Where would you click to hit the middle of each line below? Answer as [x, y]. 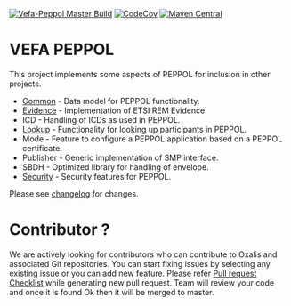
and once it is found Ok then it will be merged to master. [112, 292]
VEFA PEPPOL [62, 50]
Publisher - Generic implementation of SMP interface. [120, 157]
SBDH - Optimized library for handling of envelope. [115, 167]
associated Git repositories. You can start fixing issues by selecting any [140, 263]
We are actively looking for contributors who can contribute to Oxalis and [143, 254]
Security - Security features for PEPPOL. [97, 176]
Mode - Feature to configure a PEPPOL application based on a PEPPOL [152, 139]
